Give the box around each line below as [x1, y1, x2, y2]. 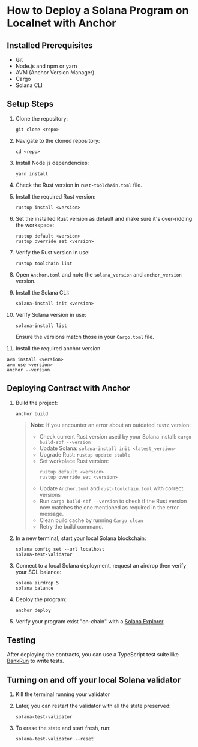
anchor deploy [15, 607, 51, 613]
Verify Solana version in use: [15, 311, 86, 318]
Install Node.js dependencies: [15, 159, 89, 166]
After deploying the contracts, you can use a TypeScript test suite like [7, 651, 179, 658]
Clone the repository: [15, 115, 68, 122]
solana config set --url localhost [15, 546, 105, 552]
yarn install [15, 170, 49, 177]
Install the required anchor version [15, 344, 101, 352]
